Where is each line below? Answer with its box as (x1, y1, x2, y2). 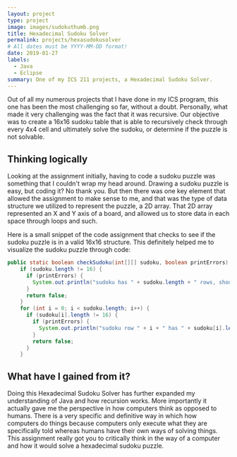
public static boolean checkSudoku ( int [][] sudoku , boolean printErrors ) (7, 259, 229, 267)
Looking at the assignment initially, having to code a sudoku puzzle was (7, 172, 216, 181)
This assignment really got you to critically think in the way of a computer (7, 434, 221, 443)
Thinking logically (7, 153, 88, 165)
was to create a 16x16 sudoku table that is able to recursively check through (7, 118, 228, 126)
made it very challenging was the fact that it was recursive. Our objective (7, 110, 220, 118)
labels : (7, 56, 30, 63)
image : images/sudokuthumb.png (7, 23, 99, 30)
